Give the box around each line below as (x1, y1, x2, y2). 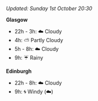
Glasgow (6, 16, 28, 23)
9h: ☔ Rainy (14, 54, 43, 61)
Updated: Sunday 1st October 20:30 (6, 5, 93, 12)
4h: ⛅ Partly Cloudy (14, 37, 64, 43)
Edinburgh (6, 68, 32, 75)
